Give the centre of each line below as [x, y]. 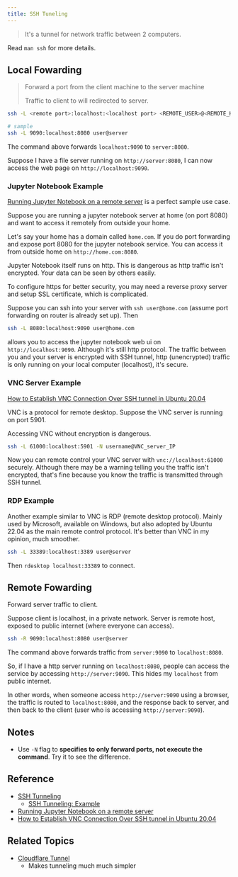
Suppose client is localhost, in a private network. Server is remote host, [111, 618]
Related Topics [41, 841]
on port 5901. [27, 419]
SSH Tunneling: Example [64, 803]
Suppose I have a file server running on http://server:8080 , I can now [110, 161]
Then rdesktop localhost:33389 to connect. [71, 565]
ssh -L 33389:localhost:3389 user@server [69, 552]
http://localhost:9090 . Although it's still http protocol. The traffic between [117, 350]
